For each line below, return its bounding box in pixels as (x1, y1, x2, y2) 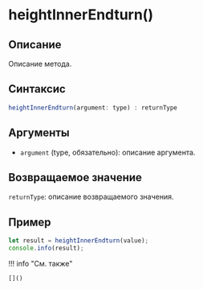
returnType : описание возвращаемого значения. (8, 192, 174, 202)
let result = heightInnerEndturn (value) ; (8, 237, 149, 245)
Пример (8, 215, 51, 229)
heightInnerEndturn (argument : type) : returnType (8, 103, 178, 112)
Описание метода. (8, 59, 72, 68)
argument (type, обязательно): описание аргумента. (19, 147, 196, 157)
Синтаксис (8, 82, 66, 96)
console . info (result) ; (8, 244, 84, 252)
